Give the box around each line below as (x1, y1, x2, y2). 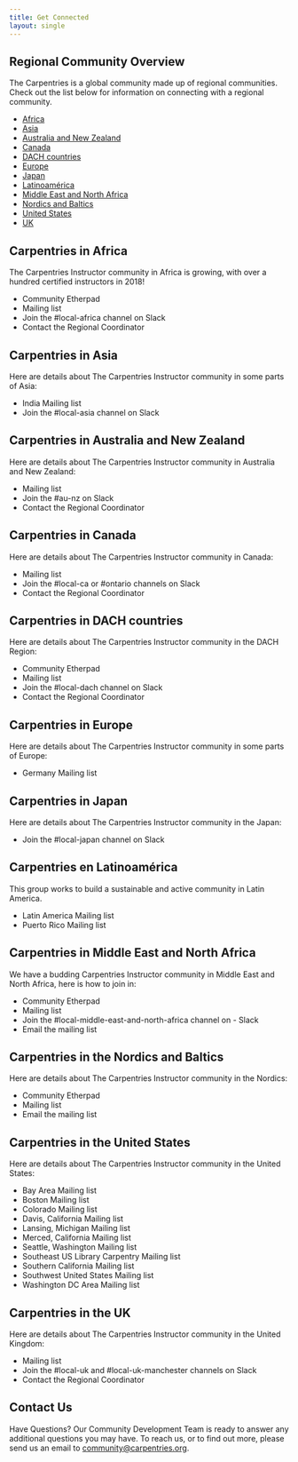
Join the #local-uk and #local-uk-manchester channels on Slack (21, 1365, 257, 1376)
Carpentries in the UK (9, 1305, 131, 1320)
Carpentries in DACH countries (9, 613, 184, 628)
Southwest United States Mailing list (21, 1270, 154, 1281)
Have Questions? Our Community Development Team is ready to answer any (9, 1423, 290, 1434)
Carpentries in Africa (9, 243, 129, 258)
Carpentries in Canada (9, 528, 137, 543)
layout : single (9, 21, 66, 30)
